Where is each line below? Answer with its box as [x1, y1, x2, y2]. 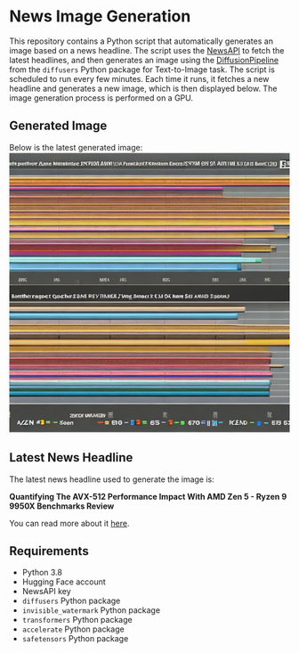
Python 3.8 [21, 567, 62, 578]
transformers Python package [21, 615, 133, 625]
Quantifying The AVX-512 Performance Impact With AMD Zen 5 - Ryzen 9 [9, 491, 287, 502]
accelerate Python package [21, 624, 125, 634]
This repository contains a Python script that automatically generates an [9, 36, 274, 46]
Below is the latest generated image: [9, 142, 143, 152]
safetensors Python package [21, 633, 129, 644]
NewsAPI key [21, 586, 71, 597]
